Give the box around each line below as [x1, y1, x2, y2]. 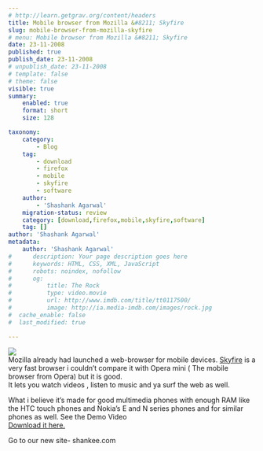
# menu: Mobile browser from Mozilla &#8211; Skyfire [8, 33, 188, 42]
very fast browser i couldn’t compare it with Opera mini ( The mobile [8, 363, 229, 372]
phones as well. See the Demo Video [8, 412, 127, 421]
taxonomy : [8, 128, 41, 136]
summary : [8, 92, 37, 100]
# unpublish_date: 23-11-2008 [8, 63, 108, 71]
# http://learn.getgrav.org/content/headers [8, 11, 156, 20]
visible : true [8, 84, 55, 93]
